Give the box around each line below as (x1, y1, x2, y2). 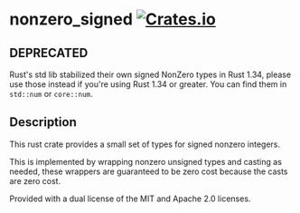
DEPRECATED (9, 45, 89, 61)
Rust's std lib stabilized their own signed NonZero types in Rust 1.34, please (9, 69, 292, 80)
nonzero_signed (9, 9, 134, 30)
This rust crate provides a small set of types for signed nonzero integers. (9, 139, 281, 150)
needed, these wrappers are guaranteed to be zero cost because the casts (9, 166, 288, 177)
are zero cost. (9, 175, 61, 186)
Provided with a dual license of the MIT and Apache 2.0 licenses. (9, 193, 251, 204)
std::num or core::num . (9, 89, 93, 99)
